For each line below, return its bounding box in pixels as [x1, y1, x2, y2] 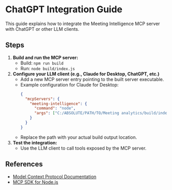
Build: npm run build [20, 60, 64, 66]
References [5, 160, 43, 168]
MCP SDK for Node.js [12, 179, 58, 185]
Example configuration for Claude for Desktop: [20, 81, 119, 88]
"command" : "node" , [34, 106, 76, 111]
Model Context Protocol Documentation [12, 173, 97, 180]
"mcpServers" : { [25, 96, 60, 101]
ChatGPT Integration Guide [5, 4, 123, 15]
